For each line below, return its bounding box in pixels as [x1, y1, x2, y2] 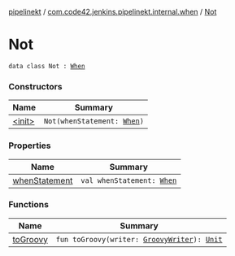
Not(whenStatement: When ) [43, 117, 145, 126]
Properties [8, 140, 51, 151]
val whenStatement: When [81, 176, 177, 185]
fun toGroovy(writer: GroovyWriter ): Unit [55, 235, 223, 244]
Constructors [8, 80, 63, 92]
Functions [8, 199, 49, 210]
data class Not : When [8, 62, 85, 70]
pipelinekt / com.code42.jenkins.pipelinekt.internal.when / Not [8, 7, 217, 16]
